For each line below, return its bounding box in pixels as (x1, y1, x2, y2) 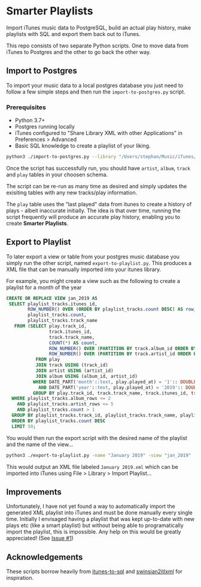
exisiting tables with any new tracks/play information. (6, 189, 138, 196)
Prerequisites (6, 103, 46, 112)
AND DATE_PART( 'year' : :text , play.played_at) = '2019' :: (38, 384, 184, 390)
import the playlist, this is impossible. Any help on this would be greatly (6, 528, 181, 535)
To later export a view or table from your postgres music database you (6, 253, 180, 260)
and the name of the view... (6, 441, 74, 448)
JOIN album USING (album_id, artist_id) (35, 373, 138, 379)
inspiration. (6, 574, 34, 582)
